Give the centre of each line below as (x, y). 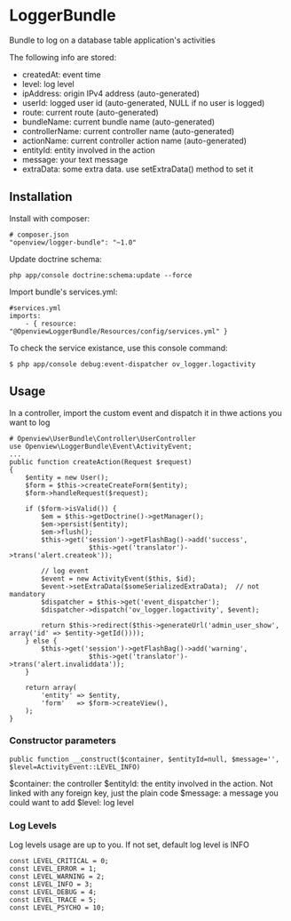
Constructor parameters (63, 741)
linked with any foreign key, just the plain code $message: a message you (144, 793)
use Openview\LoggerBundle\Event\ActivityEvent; (101, 446)
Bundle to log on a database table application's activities (112, 40)
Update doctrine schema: (55, 259)
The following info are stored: (63, 57)
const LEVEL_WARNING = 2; (57, 877)
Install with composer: (50, 218)
